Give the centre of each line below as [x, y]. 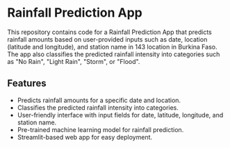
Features [27, 84]
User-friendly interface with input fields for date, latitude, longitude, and [120, 115]
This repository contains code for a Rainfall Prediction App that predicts [109, 32]
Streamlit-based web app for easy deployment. [85, 137]
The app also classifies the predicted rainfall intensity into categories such [114, 54]
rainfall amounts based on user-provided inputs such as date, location [107, 39]
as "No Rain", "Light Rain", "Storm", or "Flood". [74, 61]
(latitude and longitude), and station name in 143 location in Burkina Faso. [112, 47]
